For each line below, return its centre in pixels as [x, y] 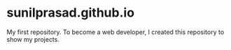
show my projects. [33, 39]
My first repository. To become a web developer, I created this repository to [115, 32]
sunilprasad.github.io [70, 13]
